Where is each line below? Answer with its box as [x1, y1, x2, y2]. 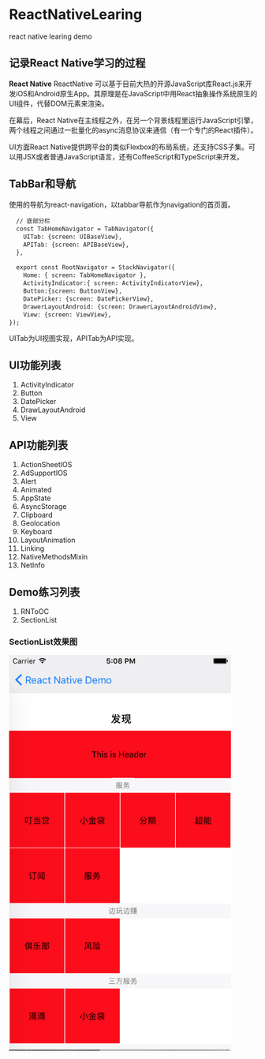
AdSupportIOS [20, 468, 68, 478]
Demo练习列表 [9, 586, 80, 599]
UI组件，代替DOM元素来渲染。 [9, 99, 109, 108]
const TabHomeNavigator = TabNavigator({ [16, 225, 155, 233]
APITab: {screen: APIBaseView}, [23, 241, 129, 249]
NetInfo [20, 560, 46, 570]
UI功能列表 [9, 358, 62, 372]
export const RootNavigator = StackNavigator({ [16, 263, 176, 271]
